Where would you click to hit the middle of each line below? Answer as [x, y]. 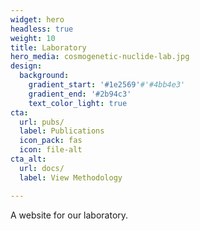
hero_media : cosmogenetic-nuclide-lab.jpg [100, 57]
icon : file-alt [51, 150]
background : [44, 76]
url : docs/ [42, 168]
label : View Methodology [71, 177]
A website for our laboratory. [69, 215]
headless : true [42, 29]
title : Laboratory [48, 47]
